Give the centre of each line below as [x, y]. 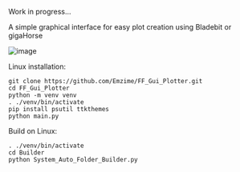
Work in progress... [40, 12]
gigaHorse [26, 36]
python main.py [34, 116]
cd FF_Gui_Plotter [39, 88]
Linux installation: [37, 66]
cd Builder [26, 153]
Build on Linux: [33, 131]
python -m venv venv [43, 95]
